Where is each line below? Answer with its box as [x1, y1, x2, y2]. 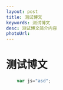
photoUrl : [6, 31, 31, 37]
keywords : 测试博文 [6, 20, 51, 25]
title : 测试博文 [6, 14, 42, 20]
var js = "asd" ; [16, 78, 51, 84]
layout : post [6, 8, 38, 15]
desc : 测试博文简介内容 [6, 25, 58, 31]
